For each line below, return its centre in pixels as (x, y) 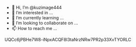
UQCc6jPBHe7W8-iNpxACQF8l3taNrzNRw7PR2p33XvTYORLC (68, 39)
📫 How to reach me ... (34, 28)
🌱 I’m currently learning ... (38, 18)
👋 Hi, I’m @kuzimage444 (37, 8)
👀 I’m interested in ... (32, 13)
